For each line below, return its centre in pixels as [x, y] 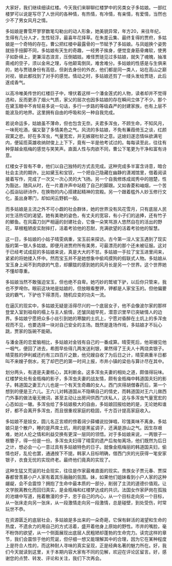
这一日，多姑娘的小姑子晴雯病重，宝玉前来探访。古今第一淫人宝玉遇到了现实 [86, 239]
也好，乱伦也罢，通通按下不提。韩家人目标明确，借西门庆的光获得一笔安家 [88, 453]
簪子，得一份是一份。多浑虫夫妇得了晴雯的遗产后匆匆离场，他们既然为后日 [88, 441]
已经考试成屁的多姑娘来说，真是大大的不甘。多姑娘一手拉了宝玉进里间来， [88, 252]
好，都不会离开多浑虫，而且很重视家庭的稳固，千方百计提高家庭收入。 [79, 410]
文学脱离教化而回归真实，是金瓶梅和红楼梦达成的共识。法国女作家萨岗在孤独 [86, 490]
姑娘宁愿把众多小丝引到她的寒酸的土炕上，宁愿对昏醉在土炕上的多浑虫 [93, 318]
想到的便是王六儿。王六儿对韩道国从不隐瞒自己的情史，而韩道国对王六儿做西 [86, 391]
